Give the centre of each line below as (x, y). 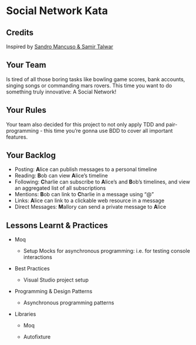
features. (17, 137)
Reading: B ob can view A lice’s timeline (61, 176)
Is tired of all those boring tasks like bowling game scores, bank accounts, (96, 79)
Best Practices (32, 269)
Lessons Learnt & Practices (57, 225)
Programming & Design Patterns (53, 292)
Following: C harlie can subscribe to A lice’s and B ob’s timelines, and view (102, 182)
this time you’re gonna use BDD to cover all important (108, 130)
